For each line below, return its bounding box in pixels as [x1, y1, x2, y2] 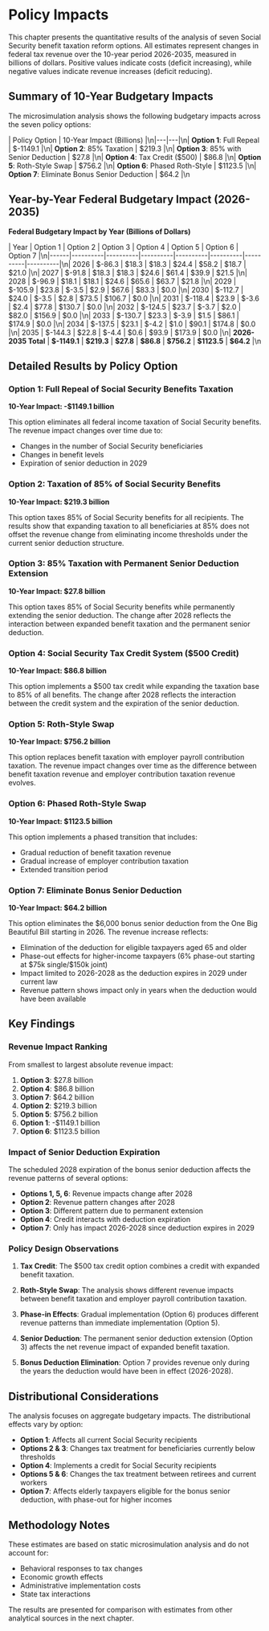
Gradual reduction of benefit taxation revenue [19, 847, 171, 857]
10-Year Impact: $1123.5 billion [8, 816, 113, 826]
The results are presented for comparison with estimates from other [8, 1604, 233, 1614]
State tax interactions [19, 1589, 91, 1599]
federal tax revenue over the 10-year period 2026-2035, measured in [8, 49, 237, 59]
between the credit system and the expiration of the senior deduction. [8, 699, 239, 708]
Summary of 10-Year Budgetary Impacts [8, 90, 214, 104]
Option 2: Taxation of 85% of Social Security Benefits [8, 478, 221, 490]
